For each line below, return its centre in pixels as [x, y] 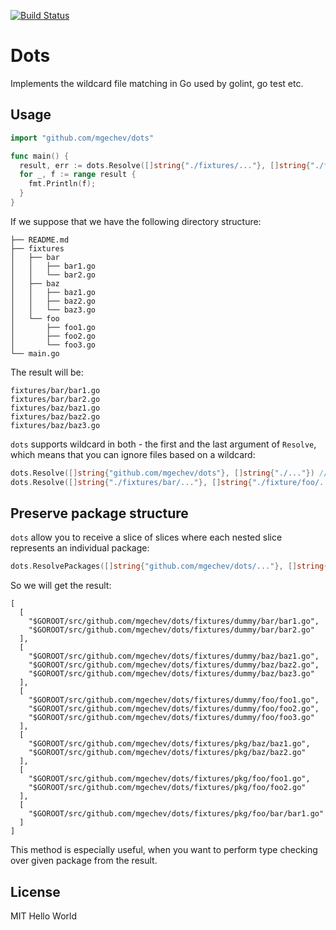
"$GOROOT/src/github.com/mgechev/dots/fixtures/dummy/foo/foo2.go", [174, 709]
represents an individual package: [80, 548]
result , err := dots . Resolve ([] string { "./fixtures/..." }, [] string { [165, 165]
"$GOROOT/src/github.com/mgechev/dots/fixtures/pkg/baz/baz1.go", [169, 744]
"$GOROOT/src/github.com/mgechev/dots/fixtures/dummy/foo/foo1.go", [174, 700]
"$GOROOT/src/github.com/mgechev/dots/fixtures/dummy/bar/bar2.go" [171, 630]
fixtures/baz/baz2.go [55, 416]
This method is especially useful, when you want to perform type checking [164, 850]
